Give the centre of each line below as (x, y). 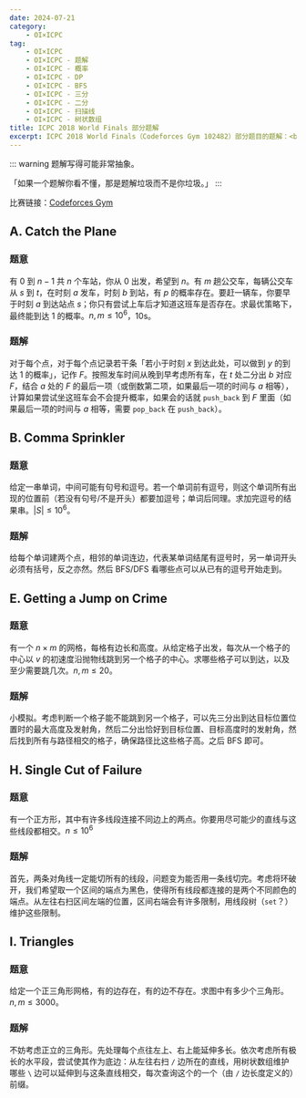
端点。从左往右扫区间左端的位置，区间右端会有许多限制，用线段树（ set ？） (151, 901)
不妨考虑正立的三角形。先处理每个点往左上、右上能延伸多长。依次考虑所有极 (153, 1050)
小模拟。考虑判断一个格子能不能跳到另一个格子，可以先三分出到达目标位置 (149, 718)
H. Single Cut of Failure (76, 770)
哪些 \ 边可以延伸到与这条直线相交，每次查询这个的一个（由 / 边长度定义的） (152, 1072)
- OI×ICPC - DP (55, 78)
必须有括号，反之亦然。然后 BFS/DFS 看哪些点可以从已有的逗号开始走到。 (148, 569)
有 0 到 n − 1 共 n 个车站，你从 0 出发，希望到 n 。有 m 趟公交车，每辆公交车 (152, 281)
